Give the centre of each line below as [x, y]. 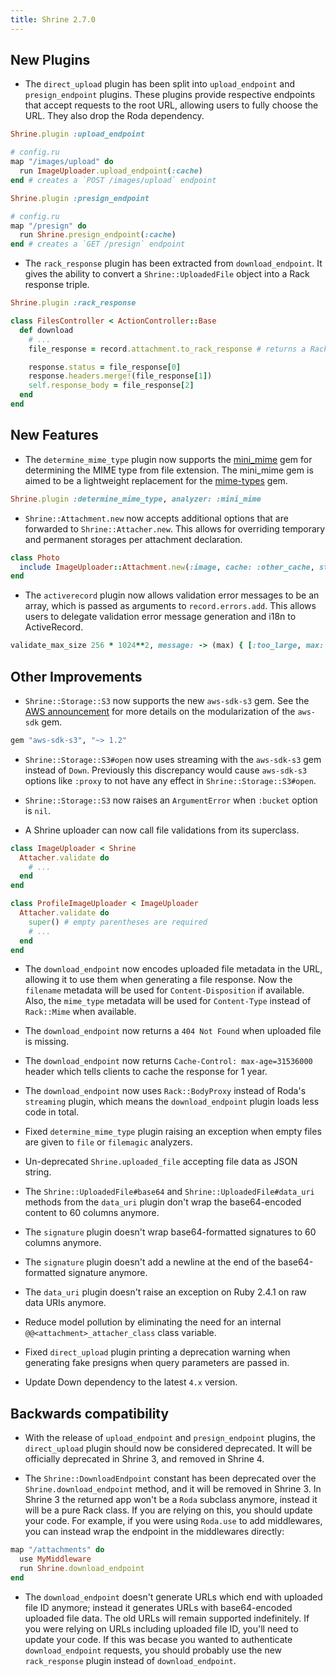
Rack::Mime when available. [80, 1012]
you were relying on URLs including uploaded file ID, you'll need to [161, 1628]
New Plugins [50, 60]
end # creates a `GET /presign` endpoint [98, 244]
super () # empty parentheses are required [118, 922]
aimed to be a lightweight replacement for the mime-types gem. [156, 480]
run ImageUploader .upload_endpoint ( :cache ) [111, 171]
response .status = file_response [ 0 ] [105, 367]
